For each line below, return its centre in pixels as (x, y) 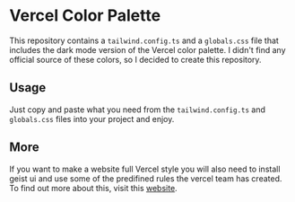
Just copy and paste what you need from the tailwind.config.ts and (138, 110)
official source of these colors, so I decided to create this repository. (135, 59)
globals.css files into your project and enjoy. (92, 119)
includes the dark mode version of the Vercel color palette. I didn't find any (147, 49)
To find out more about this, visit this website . (93, 188)
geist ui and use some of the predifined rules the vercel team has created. (146, 178)
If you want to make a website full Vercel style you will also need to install (145, 169)
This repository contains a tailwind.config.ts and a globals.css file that (144, 40)
